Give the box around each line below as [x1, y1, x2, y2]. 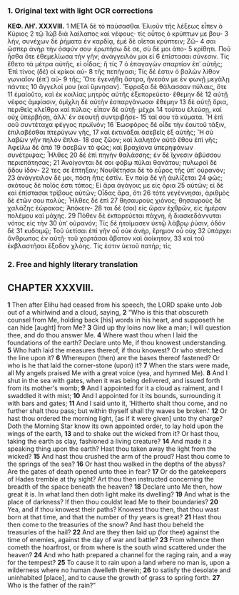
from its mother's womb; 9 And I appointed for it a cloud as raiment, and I [7, 384, 223, 392]
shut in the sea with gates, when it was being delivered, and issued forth [7, 377, 220, 385]
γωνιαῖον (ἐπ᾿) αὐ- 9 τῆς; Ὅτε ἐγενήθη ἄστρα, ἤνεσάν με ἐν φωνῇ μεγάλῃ [7, 75, 230, 83]
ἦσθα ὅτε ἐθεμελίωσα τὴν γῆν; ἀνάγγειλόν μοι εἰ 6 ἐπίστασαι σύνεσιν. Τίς [7, 52, 230, 61]
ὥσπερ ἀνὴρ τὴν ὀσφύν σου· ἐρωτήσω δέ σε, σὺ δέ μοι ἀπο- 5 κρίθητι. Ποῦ [7, 45, 231, 54]
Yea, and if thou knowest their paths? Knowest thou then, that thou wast [7, 505, 219, 514]
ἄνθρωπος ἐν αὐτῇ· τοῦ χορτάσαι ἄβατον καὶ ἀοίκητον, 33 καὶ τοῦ [7, 234, 205, 243]
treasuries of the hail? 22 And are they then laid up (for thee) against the [7, 528, 220, 536]
